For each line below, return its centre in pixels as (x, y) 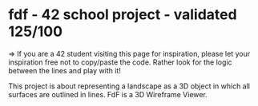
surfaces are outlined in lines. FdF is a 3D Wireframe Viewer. (108, 94)
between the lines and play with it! (65, 70)
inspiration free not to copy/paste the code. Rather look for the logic (120, 62)
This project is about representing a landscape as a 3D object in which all (129, 86)
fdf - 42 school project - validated (123, 15)
